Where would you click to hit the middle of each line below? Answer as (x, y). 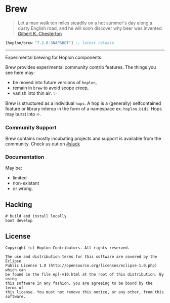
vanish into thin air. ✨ (35, 93)
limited (19, 178)
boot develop (19, 221)
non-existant (26, 183)
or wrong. (23, 188)
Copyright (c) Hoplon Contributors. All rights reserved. (68, 248)
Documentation (25, 157)
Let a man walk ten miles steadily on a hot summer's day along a (85, 23)
